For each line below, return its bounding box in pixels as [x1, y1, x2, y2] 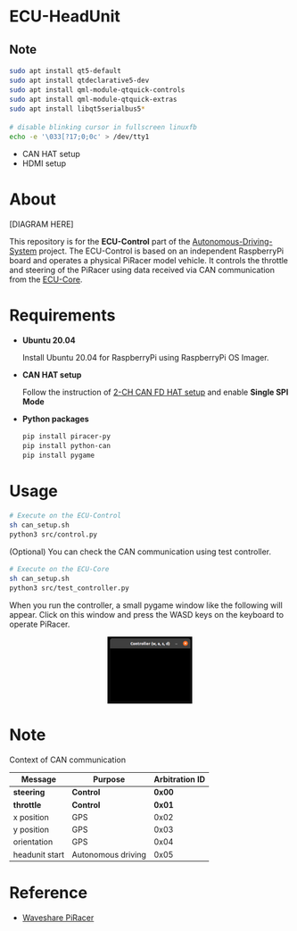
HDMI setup [21, 158, 67, 169]
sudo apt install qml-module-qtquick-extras [9, 95, 177, 104]
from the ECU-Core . [9, 274, 83, 285]
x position [12, 811, 49, 822]
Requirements [9, 305, 116, 326]
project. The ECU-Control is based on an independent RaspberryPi [38, 245, 284, 256]
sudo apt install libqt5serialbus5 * [9, 104, 145, 113]
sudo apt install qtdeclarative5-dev [9, 76, 150, 85]
